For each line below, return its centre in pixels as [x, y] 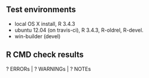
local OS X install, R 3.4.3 [45, 23]
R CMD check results [45, 55]
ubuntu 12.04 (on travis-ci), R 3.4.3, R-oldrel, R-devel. [79, 30]
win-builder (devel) [37, 36]
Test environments [41, 10]
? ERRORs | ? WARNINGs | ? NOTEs [48, 69]
